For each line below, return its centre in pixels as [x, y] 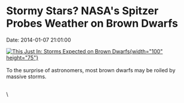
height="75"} [22, 57]
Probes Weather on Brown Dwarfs [92, 23]
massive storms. [26, 76]
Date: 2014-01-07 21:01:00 [39, 40]
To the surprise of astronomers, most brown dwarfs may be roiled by [91, 70]
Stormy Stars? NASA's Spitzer [82, 11]
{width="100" [146, 51]
